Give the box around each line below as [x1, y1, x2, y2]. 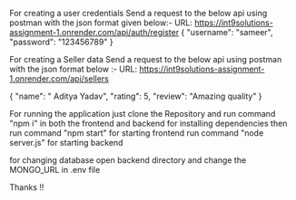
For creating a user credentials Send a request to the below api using [9, 8, 268, 18]
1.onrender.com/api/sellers [9, 73, 109, 84]
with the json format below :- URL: [9, 63, 138, 74]
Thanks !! [9, 182, 44, 193]
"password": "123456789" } [9, 36, 113, 47]
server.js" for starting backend [9, 138, 123, 148]
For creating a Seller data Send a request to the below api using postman [9, 54, 282, 64]
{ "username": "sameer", [181, 27, 273, 37]
